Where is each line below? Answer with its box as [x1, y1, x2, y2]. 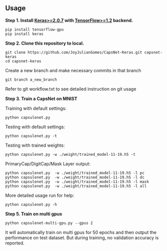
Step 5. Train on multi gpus [5, 210, 63, 217]
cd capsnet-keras [5, 59, 42, 64]
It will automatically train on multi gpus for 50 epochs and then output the [5, 229, 157, 235]
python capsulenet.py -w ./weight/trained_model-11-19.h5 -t [5, 152, 136, 157]
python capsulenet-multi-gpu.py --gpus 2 [5, 220, 93, 225]
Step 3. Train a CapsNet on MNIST [5, 95, 78, 102]
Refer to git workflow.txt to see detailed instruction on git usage [5, 86, 136, 92]
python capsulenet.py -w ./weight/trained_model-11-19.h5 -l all [5, 183, 147, 188]
